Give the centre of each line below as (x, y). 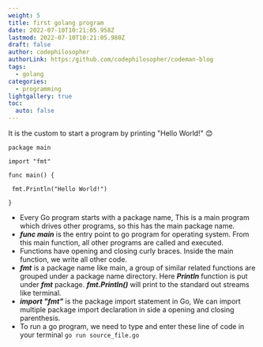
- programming (38, 89)
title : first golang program (56, 23)
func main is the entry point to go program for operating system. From (134, 234)
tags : (17, 67)
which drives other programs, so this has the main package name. (127, 226)
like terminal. (40, 293)
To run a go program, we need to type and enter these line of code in (132, 326)
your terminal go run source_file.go (79, 335)
